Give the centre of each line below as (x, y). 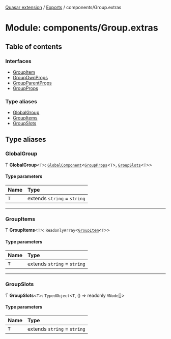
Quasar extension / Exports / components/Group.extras (63, 7)
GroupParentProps (32, 83)
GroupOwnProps (30, 77)
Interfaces (18, 61)
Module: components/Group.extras (82, 28)
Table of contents (34, 47)
